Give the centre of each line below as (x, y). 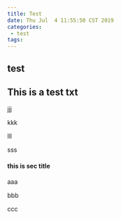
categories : (24, 27)
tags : (15, 40)
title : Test (24, 14)
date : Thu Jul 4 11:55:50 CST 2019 (60, 20)
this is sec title (29, 166)
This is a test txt (43, 92)
